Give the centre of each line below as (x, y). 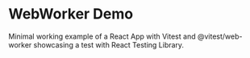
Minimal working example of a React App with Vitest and (102, 36)
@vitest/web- (220, 36)
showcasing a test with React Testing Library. (108, 44)
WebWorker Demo (71, 14)
